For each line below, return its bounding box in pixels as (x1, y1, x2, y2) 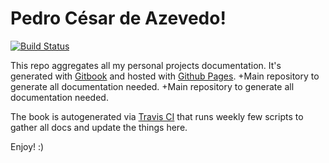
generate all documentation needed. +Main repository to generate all (10, 80, 295, 92)
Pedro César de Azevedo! (10, 7, 227, 30)
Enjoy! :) (10, 140, 45, 152)
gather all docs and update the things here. (10, 121, 188, 133)
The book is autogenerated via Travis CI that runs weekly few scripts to (10, 110, 304, 122)
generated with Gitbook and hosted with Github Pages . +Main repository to (10, 70, 320, 82)
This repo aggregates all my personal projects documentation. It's (10, 59, 282, 71)
